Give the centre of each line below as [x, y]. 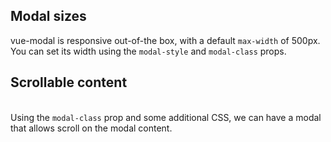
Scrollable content [69, 82]
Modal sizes [48, 16]
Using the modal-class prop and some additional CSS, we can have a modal [166, 117]
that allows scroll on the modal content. [91, 128]
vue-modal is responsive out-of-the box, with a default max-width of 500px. [165, 40]
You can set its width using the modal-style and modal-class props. [148, 51]
